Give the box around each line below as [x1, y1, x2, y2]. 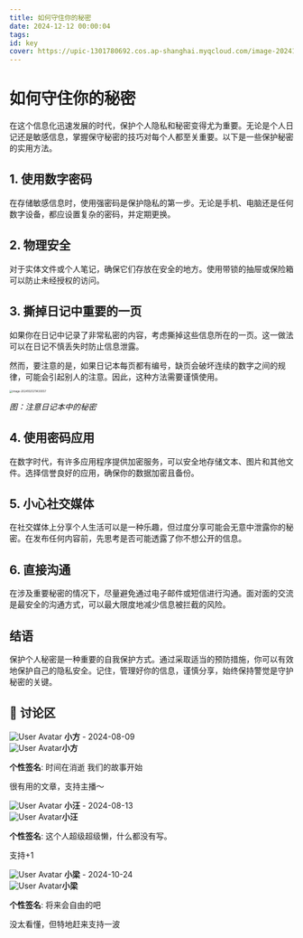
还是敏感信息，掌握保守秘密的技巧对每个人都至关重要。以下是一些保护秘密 [16, 132, 294, 143]
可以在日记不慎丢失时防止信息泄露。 [9, 341, 144, 352]
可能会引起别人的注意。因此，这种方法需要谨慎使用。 [24, 371, 223, 382]
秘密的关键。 [9, 677, 57, 688]
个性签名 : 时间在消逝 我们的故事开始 [9, 761, 142, 773]
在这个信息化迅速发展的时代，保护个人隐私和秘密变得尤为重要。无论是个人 [9, 120, 286, 131]
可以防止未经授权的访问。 [9, 275, 105, 286]
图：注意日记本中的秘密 [9, 401, 96, 412]
